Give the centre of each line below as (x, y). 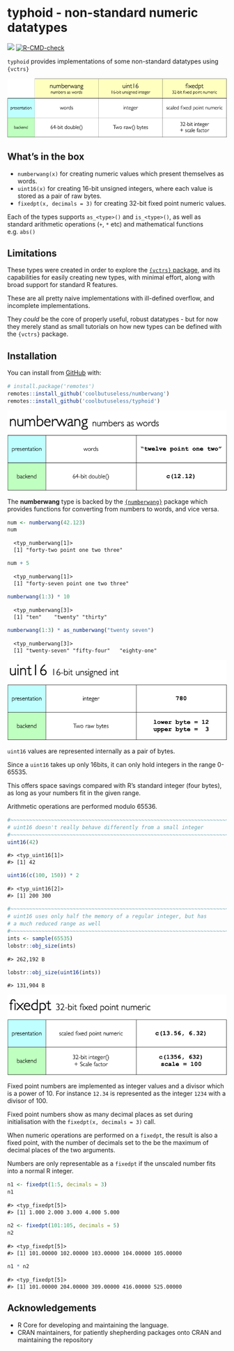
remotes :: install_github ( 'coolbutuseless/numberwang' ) (88, 394)
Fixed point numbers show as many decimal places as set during (100, 1114)
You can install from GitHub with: (54, 373)
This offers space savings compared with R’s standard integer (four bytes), (115, 785)
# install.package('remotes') (51, 387)
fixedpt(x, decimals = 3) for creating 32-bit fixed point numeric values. (122, 203)
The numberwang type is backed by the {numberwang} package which (107, 501)
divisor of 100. (28, 1101)
